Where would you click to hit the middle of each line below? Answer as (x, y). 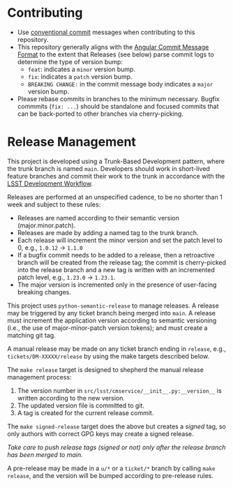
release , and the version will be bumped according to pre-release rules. (111, 475)
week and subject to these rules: (54, 204)
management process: (39, 377)
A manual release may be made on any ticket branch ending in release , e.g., (117, 349)
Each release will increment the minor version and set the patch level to (120, 240)
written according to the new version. (71, 398)
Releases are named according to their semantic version (98, 218)
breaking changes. (44, 292)
